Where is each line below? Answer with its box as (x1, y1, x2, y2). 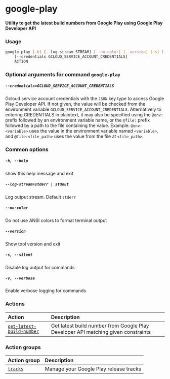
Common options (5, 146, 49, 153)
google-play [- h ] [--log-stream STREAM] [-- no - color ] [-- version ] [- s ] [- (5, 49, 166, 55)
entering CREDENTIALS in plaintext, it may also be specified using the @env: (5, 111, 163, 117)
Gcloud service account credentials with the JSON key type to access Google (5, 95, 164, 102)
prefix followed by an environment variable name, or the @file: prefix (5, 117, 150, 123)
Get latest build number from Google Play (51, 322, 149, 329)
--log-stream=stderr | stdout (5, 182, 69, 187)
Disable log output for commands (5, 264, 75, 270)
